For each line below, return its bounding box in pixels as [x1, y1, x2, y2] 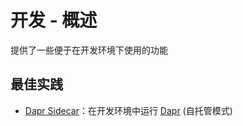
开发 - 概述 [10, 9, 98, 32]
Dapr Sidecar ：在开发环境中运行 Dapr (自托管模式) [24, 104, 233, 116]
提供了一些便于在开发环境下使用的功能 [10, 44, 168, 56]
